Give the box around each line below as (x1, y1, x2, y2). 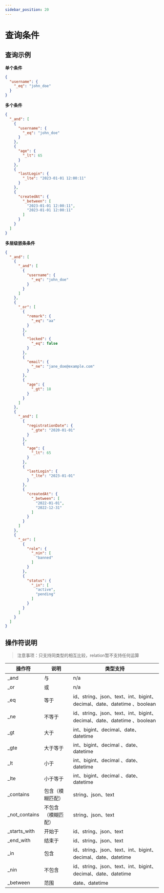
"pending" (36, 592, 56, 597)
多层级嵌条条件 (5, 240, 35, 246)
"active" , (36, 587, 56, 592)
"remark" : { (26, 313, 51, 319)
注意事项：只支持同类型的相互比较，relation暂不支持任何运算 (17, 653, 139, 659)
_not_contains (7, 811, 40, 818)
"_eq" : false (31, 341, 58, 346)
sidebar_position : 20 (5, 7, 49, 12)
